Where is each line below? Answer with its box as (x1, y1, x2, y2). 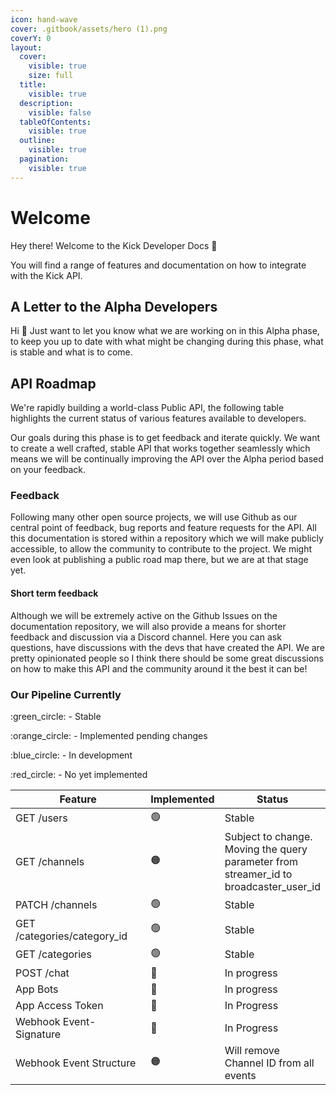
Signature (15, 1027, 62, 1041)
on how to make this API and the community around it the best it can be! (10, 662, 308, 675)
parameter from (224, 854, 298, 868)
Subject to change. (224, 829, 313, 843)
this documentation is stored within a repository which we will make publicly (10, 532, 324, 545)
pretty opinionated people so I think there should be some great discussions (10, 652, 324, 664)
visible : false (28, 107, 92, 118)
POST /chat (15, 966, 70, 980)
